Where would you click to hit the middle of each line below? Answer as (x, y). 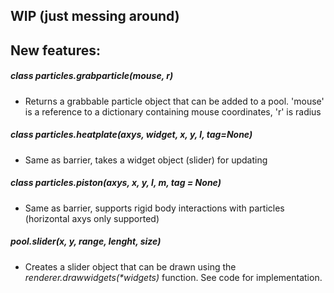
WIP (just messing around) (95, 16)
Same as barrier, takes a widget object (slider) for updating (146, 160)
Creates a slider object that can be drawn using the (130, 266)
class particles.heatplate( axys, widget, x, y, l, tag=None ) (131, 135)
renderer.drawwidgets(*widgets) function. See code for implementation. (173, 277)
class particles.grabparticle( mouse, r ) (92, 76)
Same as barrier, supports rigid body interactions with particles (154, 208)
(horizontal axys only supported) (92, 218)
